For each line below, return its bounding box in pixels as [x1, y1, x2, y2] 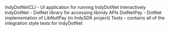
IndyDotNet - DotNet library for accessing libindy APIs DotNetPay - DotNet [5, 9, 162, 15]
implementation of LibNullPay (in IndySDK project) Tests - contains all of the [5, 15, 165, 20]
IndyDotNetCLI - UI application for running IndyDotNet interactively [5, 4, 146, 10]
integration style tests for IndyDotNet [5, 20, 83, 26]
